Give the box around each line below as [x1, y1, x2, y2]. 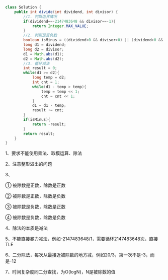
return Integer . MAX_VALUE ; [32, 23, 89, 29]
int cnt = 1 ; [32, 80, 59, 85]
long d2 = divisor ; [23, 47, 64, 52]
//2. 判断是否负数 [23, 33, 57, 38]
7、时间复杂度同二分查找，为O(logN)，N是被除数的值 [5, 269, 116, 275]
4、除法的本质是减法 [5, 225, 48, 231]
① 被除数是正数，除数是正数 [5, 182, 66, 188]
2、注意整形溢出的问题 [5, 161, 52, 167]
